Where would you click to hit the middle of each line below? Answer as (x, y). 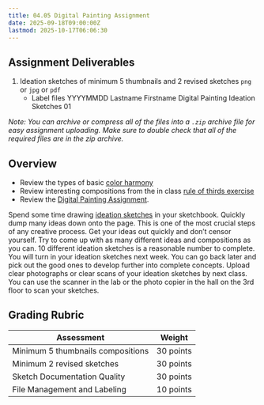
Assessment (81, 337)
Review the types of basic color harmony (87, 182)
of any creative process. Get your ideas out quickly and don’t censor (120, 231)
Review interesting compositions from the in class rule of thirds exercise (137, 191)
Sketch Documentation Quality (69, 377)
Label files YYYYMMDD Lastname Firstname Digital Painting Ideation (143, 98)
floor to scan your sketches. (54, 290)
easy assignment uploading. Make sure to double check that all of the (123, 131)
